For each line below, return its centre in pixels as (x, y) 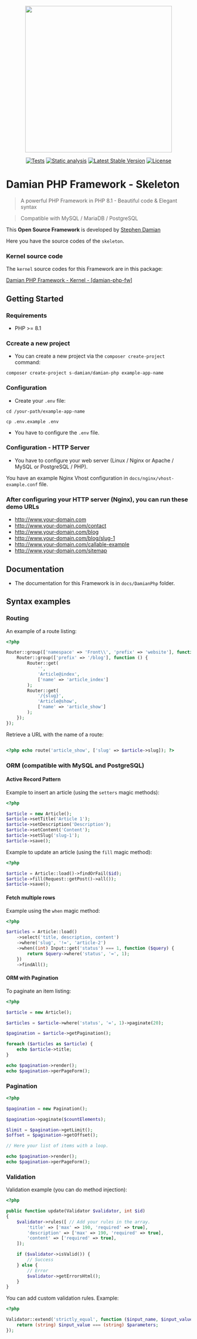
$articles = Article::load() (42, 932)
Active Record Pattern (33, 779)
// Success (40, 1260)
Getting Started (35, 299)
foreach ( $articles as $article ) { (50, 1044)
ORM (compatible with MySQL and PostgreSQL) (75, 765)
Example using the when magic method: (53, 910)
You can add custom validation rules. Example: (62, 1298)
